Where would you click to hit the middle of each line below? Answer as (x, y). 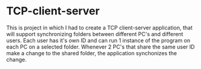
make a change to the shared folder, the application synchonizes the (92, 53)
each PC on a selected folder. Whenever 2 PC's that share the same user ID (100, 47)
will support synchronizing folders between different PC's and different (95, 34)
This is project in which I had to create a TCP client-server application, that (99, 28)
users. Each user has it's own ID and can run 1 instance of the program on (98, 40)
